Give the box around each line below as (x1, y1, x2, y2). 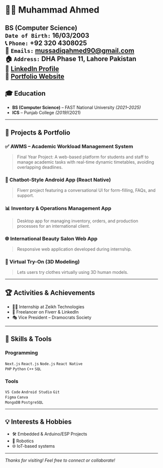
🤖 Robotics (12, 438, 34, 444)
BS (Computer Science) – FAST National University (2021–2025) (12, 104, 141, 111)
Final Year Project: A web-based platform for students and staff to (16, 154, 149, 160)
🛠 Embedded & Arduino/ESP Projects (12, 431, 87, 436)
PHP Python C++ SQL (5, 367, 42, 371)
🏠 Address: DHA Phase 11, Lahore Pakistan (5, 54, 137, 63)
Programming (5, 350, 38, 356)
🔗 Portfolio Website (5, 72, 65, 81)
